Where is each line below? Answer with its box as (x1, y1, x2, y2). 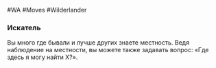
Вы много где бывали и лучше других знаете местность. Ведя (7, 38, 190, 47)
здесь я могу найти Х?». (7, 53, 78, 61)
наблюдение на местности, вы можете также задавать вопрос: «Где (7, 46, 209, 54)
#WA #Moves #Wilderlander (7, 6, 87, 14)
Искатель (7, 23, 41, 32)
